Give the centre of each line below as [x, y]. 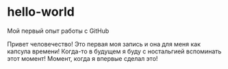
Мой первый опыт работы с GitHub [58, 31]
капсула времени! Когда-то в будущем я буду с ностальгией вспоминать [114, 51]
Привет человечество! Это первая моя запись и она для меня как [104, 44]
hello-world [41, 12]
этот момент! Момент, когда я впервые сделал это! [83, 58]
